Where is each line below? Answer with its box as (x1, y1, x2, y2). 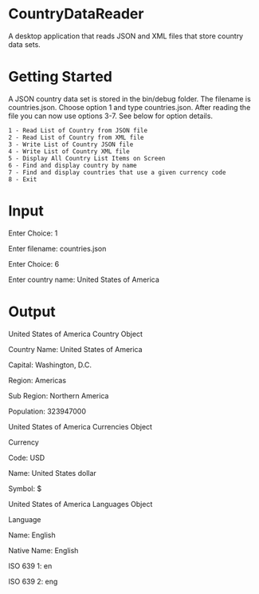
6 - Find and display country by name (8, 161, 137, 169)
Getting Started (8, 68, 113, 86)
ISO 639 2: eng (8, 576, 58, 586)
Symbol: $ (8, 484, 42, 493)
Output (8, 303, 56, 320)
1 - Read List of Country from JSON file (8, 126, 148, 134)
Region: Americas (8, 375, 66, 385)
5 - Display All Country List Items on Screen (8, 154, 166, 162)
